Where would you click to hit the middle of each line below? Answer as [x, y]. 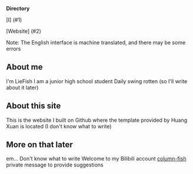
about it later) [22, 87]
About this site [34, 106]
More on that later [39, 145]
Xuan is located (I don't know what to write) [59, 126]
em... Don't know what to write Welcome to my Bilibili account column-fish [96, 159]
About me [24, 67]
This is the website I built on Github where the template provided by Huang [97, 120]
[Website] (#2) [24, 31]
